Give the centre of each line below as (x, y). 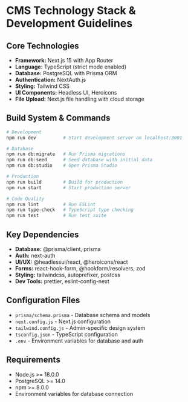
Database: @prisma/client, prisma (58, 249)
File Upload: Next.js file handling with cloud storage (80, 99)
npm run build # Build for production (64, 182)
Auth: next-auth (35, 256)
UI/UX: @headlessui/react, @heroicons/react (71, 262)
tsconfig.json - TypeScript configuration (66, 334)
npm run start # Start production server (69, 188)
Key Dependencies (43, 234)
